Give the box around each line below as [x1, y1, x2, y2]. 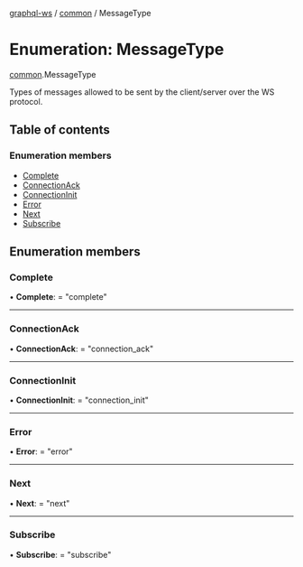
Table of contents [9, 122, 110, 138]
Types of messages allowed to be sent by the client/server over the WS [9, 86, 275, 98]
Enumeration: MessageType [9, 40, 225, 60]
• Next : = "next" [9, 497, 70, 508]
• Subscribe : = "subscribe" [9, 549, 112, 560]
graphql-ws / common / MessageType [9, 8, 151, 18]
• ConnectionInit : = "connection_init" [9, 395, 149, 405]
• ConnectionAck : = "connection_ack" [9, 343, 154, 354]
